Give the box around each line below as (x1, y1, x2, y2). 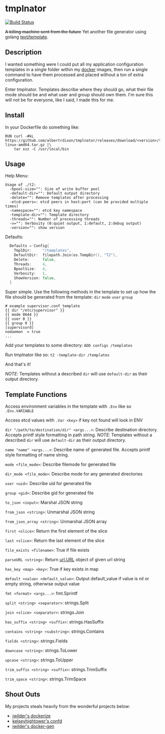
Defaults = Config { (9, 244, 50, 249)
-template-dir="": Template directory (9, 212, 89, 218)
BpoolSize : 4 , (14, 266, 48, 271)
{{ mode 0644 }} (5, 312, 38, 317)
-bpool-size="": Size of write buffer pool (9, 187, 100, 192)
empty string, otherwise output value (5, 581, 80, 587)
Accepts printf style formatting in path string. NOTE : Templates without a (5, 432, 152, 438)
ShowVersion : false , (14, 276, 56, 281)
